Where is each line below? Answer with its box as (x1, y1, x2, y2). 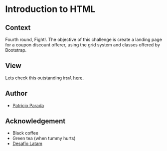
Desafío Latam (12, 141, 42, 147)
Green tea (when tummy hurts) (12, 136, 76, 142)
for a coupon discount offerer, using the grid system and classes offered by (5, 42, 161, 48)
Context (5, 23, 31, 32)
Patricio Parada (12, 102, 44, 108)
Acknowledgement (5, 117, 66, 126)
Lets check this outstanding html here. (5, 75, 84, 81)
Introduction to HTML (5, 3, 96, 15)
